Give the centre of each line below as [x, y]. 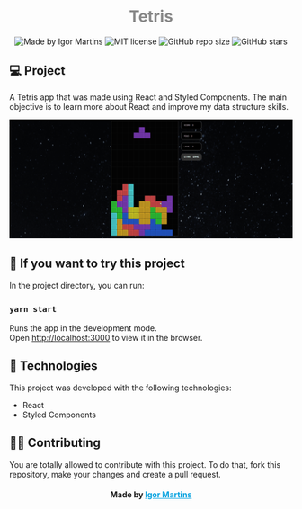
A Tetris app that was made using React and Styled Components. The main [148, 97]
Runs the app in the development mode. [83, 328]
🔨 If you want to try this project [98, 264]
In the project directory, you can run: [77, 285]
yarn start [33, 309]
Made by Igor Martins [151, 495]
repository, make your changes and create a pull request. [115, 474]
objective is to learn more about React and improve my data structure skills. [149, 106]
